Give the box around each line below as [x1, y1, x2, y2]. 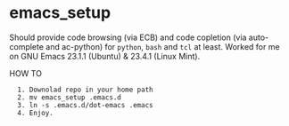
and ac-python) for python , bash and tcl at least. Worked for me [45, 41, 280, 51]
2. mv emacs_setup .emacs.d [17, 92, 122, 102]
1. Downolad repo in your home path [17, 85, 153, 94]
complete [9, 41, 45, 51]
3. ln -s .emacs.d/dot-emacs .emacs [17, 100, 153, 109]
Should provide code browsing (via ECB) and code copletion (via [9, 32, 247, 43]
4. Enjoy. [17, 108, 54, 117]
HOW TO [9, 67, 43, 78]
